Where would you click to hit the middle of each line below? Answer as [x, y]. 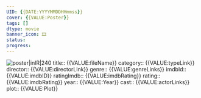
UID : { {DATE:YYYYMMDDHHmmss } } [45, 12]
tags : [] [17, 23]
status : [16, 40]
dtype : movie [23, 29]
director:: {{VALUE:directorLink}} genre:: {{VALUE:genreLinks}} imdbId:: [97, 69]
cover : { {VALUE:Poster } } [38, 18]
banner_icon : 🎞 [26, 34]
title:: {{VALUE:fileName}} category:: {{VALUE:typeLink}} [124, 63]
